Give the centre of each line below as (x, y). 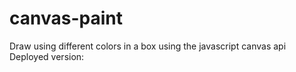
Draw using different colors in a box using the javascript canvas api (148, 46)
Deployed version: (47, 56)
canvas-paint (66, 18)
